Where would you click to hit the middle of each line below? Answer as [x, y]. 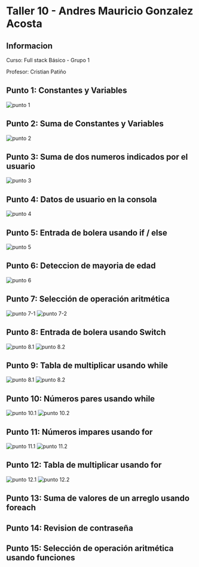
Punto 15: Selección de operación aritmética [90, 548]
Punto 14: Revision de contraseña [70, 528]
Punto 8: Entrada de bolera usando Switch [86, 332]
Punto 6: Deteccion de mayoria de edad [81, 266]
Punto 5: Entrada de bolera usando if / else [87, 232]
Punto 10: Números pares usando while [81, 399]
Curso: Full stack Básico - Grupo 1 [48, 60]
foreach [21, 507]
